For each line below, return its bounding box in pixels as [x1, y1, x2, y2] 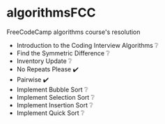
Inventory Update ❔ [16, 57, 72, 65]
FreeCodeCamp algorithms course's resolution [6, 28, 141, 36]
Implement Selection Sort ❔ [16, 93, 95, 101]
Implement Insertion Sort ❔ [16, 100, 93, 109]
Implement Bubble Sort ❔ [16, 85, 88, 94]
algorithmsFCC [6, 5, 96, 21]
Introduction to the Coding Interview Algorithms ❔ [16, 41, 159, 49]
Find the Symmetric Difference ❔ [16, 48, 111, 57]
